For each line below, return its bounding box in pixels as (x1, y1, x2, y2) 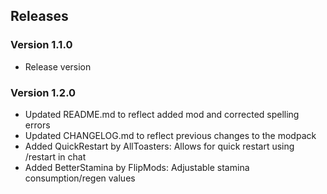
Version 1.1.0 (10, 38, 73, 52)
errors (24, 119, 51, 131)
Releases (10, 8, 69, 25)
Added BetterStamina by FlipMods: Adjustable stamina (24, 161, 250, 173)
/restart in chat (24, 150, 87, 163)
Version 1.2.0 (10, 85, 77, 99)
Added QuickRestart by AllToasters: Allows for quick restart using (24, 140, 295, 152)
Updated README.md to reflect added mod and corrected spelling (24, 108, 300, 120)
